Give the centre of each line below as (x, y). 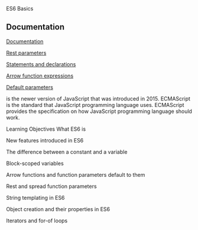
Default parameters (30, 87)
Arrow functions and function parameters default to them (76, 174)
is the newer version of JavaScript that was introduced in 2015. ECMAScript (98, 98)
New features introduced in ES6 (45, 140)
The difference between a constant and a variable (67, 152)
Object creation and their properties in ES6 (58, 209)
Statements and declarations (41, 64)
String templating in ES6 (35, 197)
